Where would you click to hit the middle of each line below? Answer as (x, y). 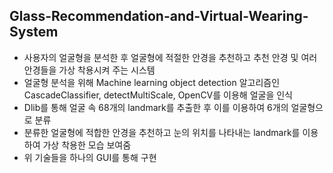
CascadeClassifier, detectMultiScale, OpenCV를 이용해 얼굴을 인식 (158, 95)
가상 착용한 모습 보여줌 (87, 145)
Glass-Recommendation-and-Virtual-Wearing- (159, 16)
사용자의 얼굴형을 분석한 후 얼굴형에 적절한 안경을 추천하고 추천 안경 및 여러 (170, 57)
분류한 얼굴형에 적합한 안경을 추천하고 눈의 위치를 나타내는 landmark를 (162, 132)
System (34, 32)
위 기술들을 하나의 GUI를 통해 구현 (90, 157)
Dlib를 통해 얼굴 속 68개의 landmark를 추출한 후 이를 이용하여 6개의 (156, 107)
